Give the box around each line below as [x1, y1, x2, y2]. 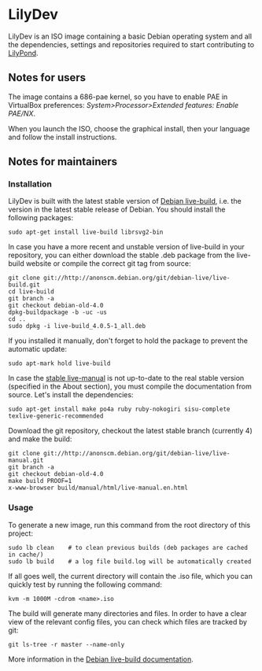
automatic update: [8, 345, 67, 354]
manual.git [8, 456, 44, 465]
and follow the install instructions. [8, 132, 117, 142]
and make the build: [8, 434, 72, 444]
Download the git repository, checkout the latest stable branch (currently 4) [8, 426, 253, 436]
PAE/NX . [8, 109, 36, 118]
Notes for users [8, 71, 87, 84]
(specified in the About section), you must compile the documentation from [8, 382, 252, 391]
